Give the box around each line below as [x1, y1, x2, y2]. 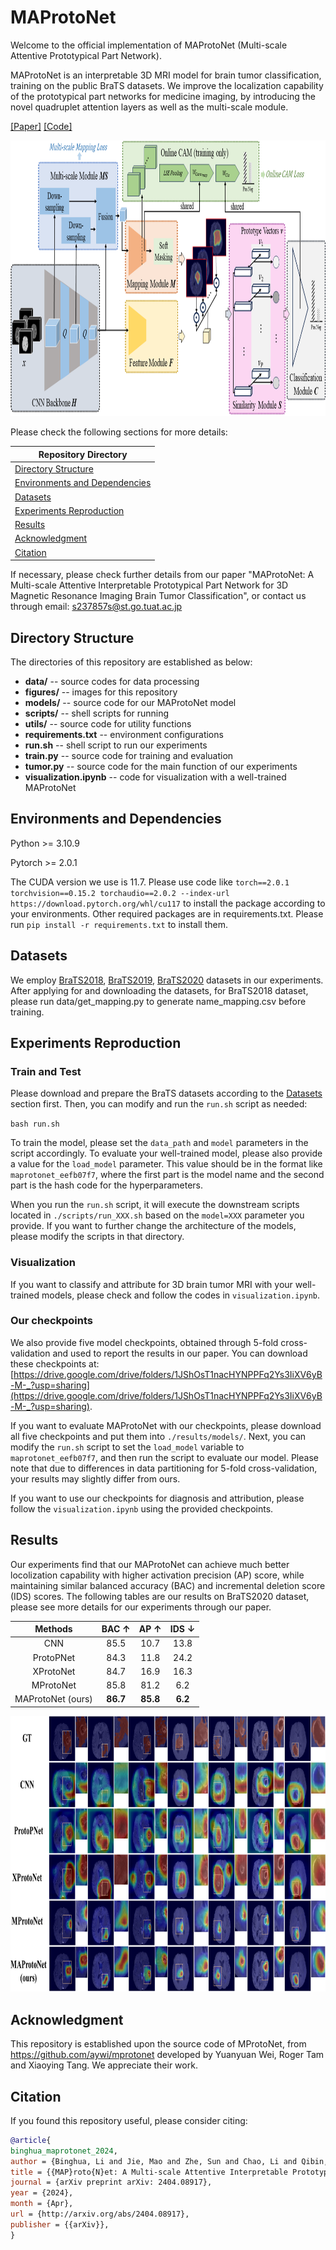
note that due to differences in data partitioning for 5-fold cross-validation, [10, 1462, 318, 1474]
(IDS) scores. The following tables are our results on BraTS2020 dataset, [10, 1590, 310, 1602]
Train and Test [10, 1064, 82, 1078]
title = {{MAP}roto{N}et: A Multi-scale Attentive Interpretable [10, 2167, 288, 2177]
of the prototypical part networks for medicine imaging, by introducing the [10, 90, 316, 102]
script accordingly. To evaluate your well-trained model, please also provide [10, 1147, 323, 1160]
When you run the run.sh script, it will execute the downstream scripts [10, 1199, 300, 1211]
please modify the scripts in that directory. [10, 1231, 185, 1243]
